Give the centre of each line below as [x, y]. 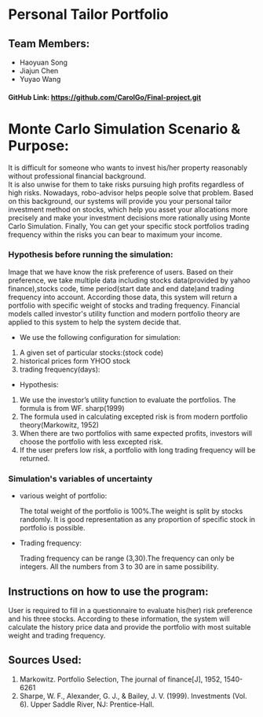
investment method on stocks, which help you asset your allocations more [128, 209]
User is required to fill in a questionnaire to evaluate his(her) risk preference [130, 610]
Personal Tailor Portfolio [88, 15]
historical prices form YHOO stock [75, 360]
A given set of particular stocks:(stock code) [91, 353]
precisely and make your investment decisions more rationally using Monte [129, 217]
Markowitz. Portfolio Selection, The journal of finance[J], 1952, [121, 679]
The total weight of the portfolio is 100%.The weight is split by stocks [131, 511]
